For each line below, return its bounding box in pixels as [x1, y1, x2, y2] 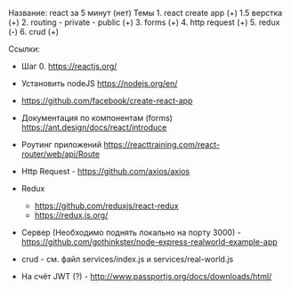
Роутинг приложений [20, 140, 102, 149]
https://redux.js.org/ [34, 210, 109, 221]
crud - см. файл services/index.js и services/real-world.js [20, 254, 234, 264]
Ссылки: [8, 44, 41, 54]
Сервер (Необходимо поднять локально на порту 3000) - [20, 227, 241, 238]
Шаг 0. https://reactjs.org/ [20, 61, 117, 71]
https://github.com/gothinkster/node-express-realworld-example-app [20, 237, 278, 247]
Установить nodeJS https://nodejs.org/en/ [20, 78, 178, 88]
